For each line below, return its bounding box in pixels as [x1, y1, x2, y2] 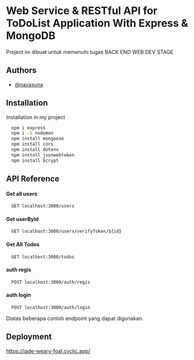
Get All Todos [6, 241, 40, 248]
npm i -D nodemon [11, 130, 54, 136]
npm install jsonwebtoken [11, 152, 75, 158]
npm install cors [11, 141, 54, 147]
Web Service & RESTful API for [6, 4, 158, 18]
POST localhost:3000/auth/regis [11, 279, 91, 285]
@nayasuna [14, 81, 43, 88]
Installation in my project [6, 113, 66, 121]
